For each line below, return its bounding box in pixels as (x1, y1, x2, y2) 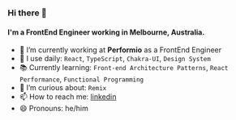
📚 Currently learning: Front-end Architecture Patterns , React (19, 63, 229, 72)
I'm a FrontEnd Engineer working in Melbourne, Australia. (7, 27, 205, 37)
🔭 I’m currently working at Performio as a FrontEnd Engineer (19, 45, 222, 55)
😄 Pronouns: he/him (19, 104, 88, 114)
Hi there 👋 (7, 7, 48, 19)
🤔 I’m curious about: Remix (19, 83, 107, 93)
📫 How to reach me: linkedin (19, 92, 117, 101)
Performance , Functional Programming (19, 74, 144, 84)
